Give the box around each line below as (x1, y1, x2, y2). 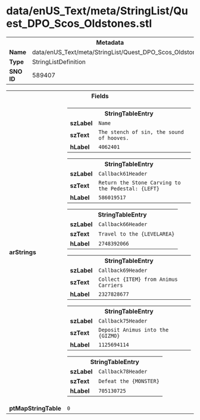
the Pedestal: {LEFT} (98, 185, 160, 192)
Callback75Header (98, 317, 148, 324)
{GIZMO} (98, 332, 120, 339)
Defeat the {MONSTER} (98, 378, 160, 384)
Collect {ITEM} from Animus (98, 275, 178, 283)
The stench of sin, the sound (98, 128, 185, 135)
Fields (91, 92, 109, 100)
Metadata (96, 38, 124, 46)
